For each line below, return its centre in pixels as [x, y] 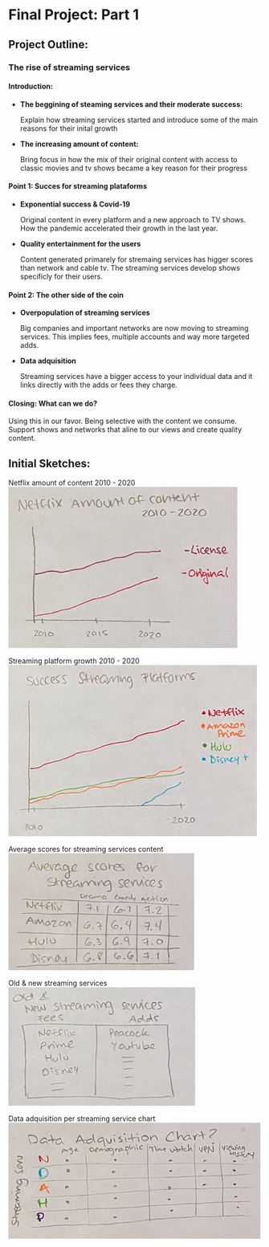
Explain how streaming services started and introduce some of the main [139, 120]
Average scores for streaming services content [86, 850]
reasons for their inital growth [69, 128]
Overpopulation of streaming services [85, 313]
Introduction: [31, 87]
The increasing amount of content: [79, 144]
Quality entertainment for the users [80, 243]
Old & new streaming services [58, 983]
